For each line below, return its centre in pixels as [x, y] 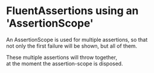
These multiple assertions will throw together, [62, 57]
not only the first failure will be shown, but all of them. [72, 46]
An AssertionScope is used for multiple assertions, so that [77, 39]
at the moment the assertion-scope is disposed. [65, 64]
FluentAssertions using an [73, 11]
